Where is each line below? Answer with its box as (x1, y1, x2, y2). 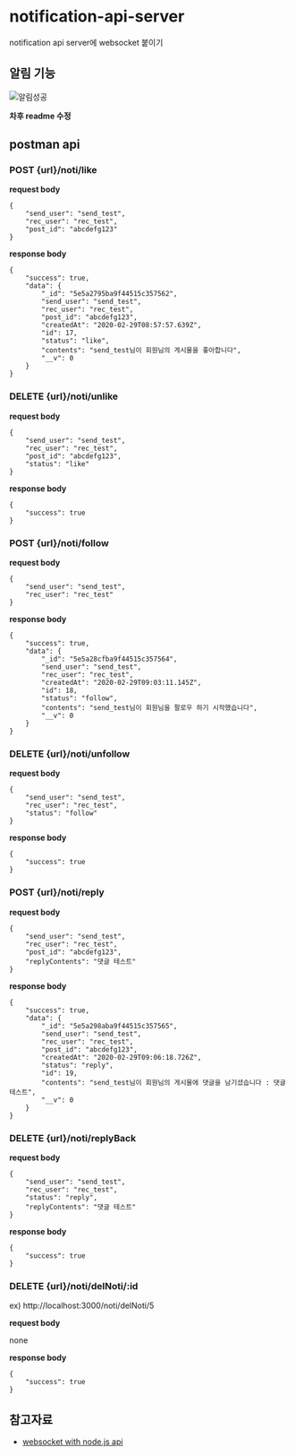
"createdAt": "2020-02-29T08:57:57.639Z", (41, 321, 202, 330)
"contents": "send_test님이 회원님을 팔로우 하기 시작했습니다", (41, 704, 257, 713)
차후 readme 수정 (9, 110, 72, 121)
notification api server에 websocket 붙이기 (9, 37, 164, 48)
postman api (9, 137, 80, 152)
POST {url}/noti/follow (9, 536, 109, 549)
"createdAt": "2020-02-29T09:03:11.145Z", (41, 679, 202, 688)
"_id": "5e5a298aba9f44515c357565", (41, 1021, 178, 1030)
